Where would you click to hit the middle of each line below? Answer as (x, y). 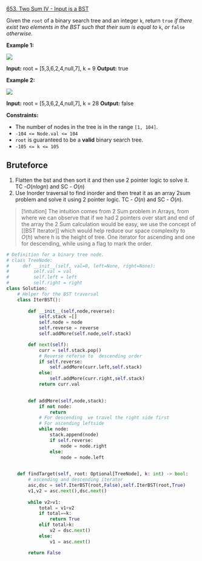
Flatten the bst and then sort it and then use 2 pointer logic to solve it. (102, 180)
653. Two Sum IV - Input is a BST (48, 9)
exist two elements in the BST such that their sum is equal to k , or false (96, 27)
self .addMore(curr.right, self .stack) (97, 379)
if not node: (55, 407)
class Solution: (27, 289)
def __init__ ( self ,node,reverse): (72, 311)
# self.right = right (45, 283)
